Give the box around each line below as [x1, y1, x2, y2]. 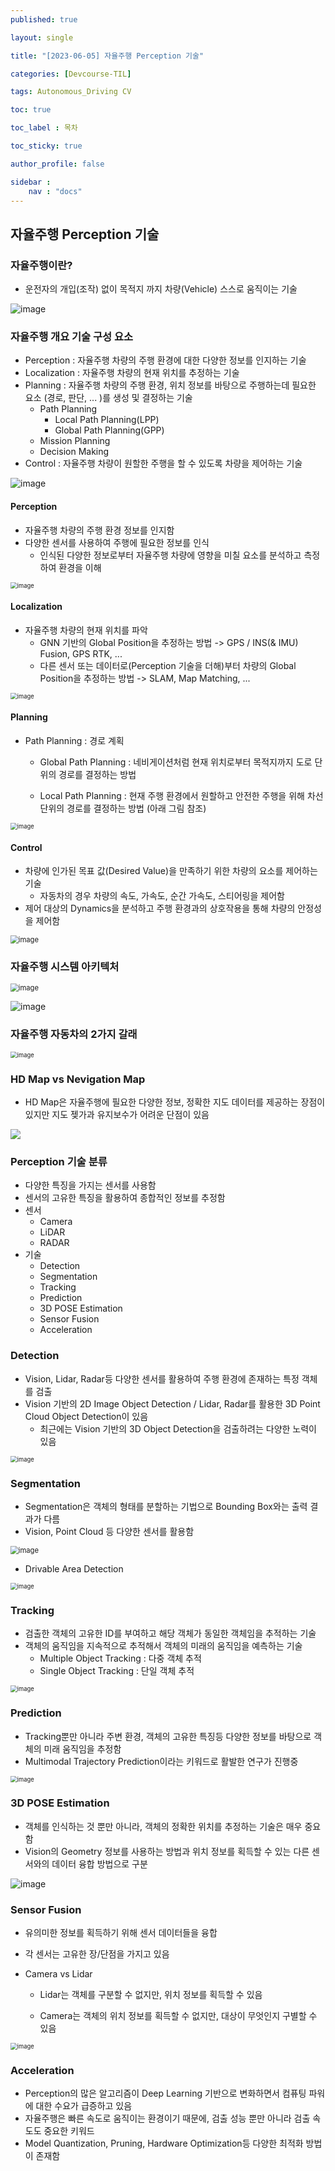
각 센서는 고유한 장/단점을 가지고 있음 [24, 1948, 170, 1960]
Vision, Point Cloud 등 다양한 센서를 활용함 [24, 1525, 195, 1537]
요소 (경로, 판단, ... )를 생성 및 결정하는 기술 [24, 392, 193, 404]
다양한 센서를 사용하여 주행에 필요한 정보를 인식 [24, 536, 210, 548]
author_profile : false [10, 159, 105, 169]
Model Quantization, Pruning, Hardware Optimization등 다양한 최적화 [24, 2137, 304, 2150]
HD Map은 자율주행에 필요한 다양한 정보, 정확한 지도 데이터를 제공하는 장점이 [24, 1096, 326, 1108]
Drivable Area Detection [24, 1562, 124, 1575]
